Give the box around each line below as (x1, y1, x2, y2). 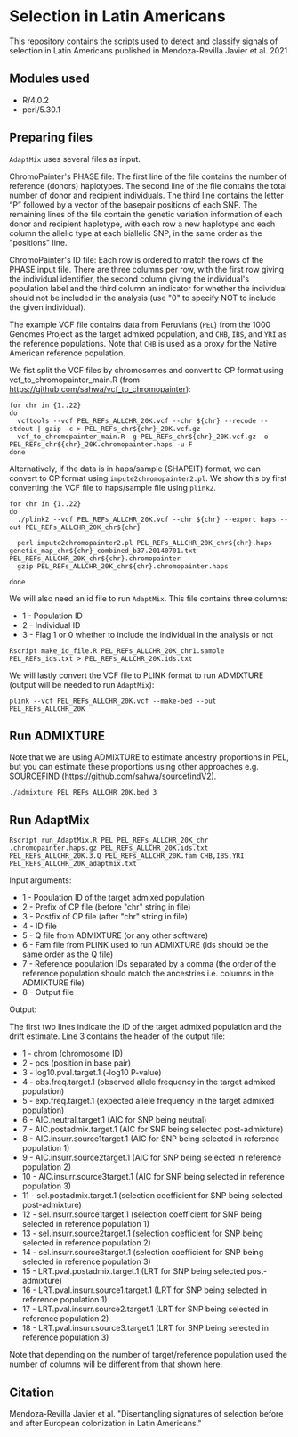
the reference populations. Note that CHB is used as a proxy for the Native (9, 338, 278, 348)
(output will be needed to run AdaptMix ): (9, 679, 155, 690)
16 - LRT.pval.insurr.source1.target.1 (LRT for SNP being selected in (21, 1285, 268, 1295)
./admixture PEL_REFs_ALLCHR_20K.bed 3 (9, 788, 157, 797)
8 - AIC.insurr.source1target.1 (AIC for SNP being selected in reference (21, 1133, 280, 1144)
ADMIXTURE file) (21, 977, 85, 988)
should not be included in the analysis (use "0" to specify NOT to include (9, 292, 277, 303)
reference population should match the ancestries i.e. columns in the (21, 968, 274, 979)
